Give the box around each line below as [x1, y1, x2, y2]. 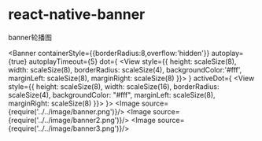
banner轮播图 [8, 32, 53, 42]
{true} [8, 57, 28, 66]
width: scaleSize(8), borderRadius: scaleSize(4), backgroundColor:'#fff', [8, 65, 242, 74]
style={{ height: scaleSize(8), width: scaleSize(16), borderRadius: [8, 81, 220, 91]
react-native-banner [8, 6, 146, 24]
